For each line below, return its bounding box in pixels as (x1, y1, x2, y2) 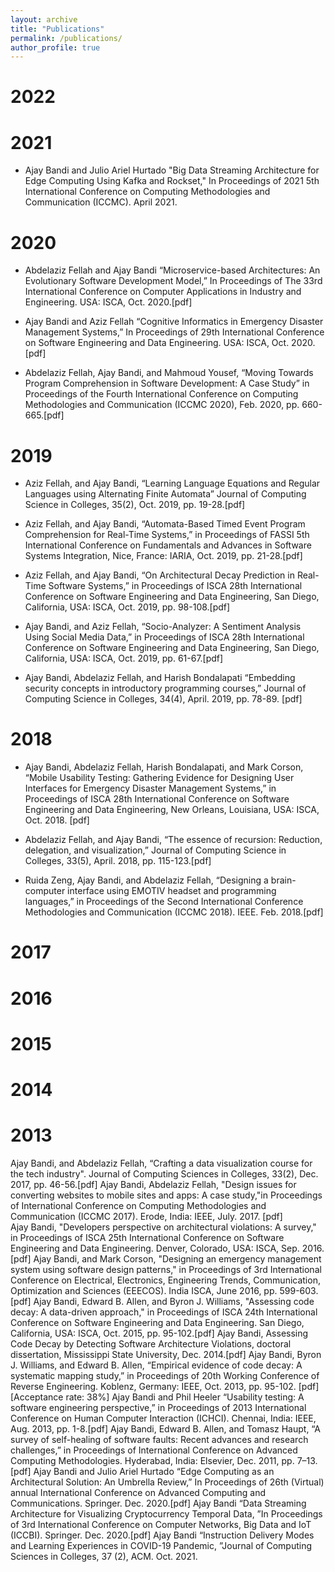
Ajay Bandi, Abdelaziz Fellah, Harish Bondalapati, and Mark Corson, (24, 761, 304, 773)
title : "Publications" (10, 24, 105, 34)
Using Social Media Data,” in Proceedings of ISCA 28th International (24, 631, 305, 643)
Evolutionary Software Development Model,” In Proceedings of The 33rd (24, 275, 323, 287)
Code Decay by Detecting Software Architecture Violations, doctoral (10, 1337, 292, 1350)
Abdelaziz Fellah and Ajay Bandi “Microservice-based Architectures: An (24, 264, 321, 276)
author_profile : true (10, 42, 101, 53)
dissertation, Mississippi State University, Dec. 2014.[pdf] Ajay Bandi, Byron (10, 1348, 322, 1360)
